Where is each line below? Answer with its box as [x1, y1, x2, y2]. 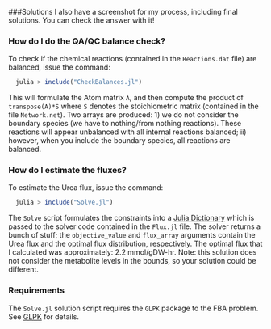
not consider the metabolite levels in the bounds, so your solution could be [8, 256, 256, 266]
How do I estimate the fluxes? [8, 165, 127, 176]
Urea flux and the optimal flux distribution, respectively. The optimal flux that [8, 238, 263, 249]
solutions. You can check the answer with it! [8, 15, 155, 25]
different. [8, 264, 39, 274]
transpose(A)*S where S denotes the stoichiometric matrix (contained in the [8, 101, 260, 112]
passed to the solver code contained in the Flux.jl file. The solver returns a [8, 221, 261, 231]
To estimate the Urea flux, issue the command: [8, 183, 164, 192]
